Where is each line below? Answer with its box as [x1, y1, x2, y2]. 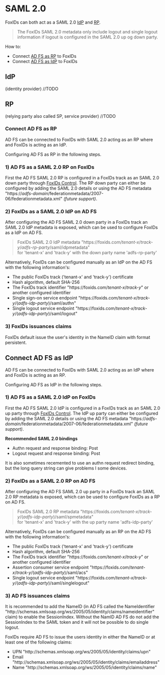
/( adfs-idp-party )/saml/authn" [14, 300, 76, 306]
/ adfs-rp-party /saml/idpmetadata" [19, 244, 90, 250]
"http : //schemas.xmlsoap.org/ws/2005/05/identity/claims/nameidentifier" [5, 609, 155, 615]
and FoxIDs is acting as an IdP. [5, 141, 67, 148]
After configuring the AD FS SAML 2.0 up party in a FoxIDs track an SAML [5, 489, 155, 495]
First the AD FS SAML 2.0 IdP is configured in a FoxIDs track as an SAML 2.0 [5, 405, 161, 411]
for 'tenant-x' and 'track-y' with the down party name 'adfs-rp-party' [17, 250, 157, 256]
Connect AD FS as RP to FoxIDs [12, 53, 77, 59]
